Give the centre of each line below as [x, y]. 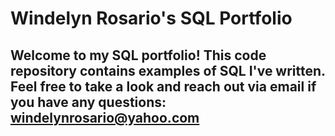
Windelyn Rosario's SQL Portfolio [151, 18]
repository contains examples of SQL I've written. [168, 70]
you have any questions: [88, 102]
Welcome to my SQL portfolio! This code [138, 55]
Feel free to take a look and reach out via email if [163, 86]
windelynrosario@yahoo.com [105, 117]
